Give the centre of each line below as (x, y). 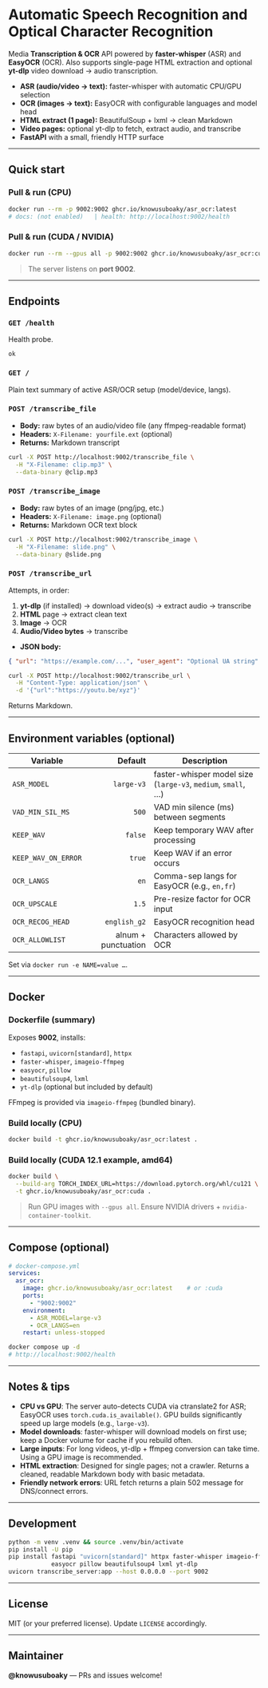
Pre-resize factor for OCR (202, 898)
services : (25, 1274)
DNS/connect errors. (54, 1491)
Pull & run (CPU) (40, 192)
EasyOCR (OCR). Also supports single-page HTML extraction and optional (130, 62)
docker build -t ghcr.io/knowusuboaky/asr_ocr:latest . (103, 1139)
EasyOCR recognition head (204, 921)
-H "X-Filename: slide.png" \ (65, 547)
